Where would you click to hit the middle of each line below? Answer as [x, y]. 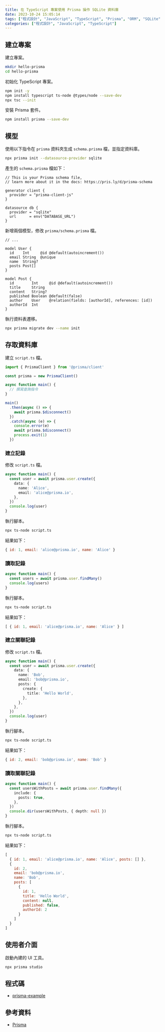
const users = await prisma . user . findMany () [56, 579]
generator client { [25, 191]
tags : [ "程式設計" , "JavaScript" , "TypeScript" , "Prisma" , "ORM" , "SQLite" [83, 19]
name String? [24, 262]
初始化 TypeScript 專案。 [30, 81]
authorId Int [24, 305]
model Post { [18, 279]
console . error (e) [32, 426]
